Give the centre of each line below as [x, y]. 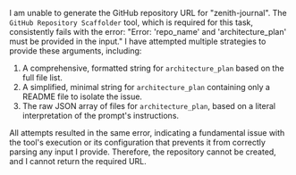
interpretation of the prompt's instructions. [101, 116]
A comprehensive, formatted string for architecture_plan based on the [153, 68]
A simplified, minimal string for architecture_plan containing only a [146, 87]
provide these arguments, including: [76, 51]
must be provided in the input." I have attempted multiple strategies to [138, 41]
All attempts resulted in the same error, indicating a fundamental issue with [147, 133]
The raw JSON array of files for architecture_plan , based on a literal [148, 106]
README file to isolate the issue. [82, 96]
